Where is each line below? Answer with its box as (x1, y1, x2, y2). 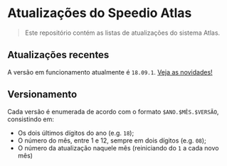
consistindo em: (7, 115, 55, 123)
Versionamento (7, 89, 78, 101)
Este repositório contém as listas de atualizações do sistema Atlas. (24, 28, 221, 37)
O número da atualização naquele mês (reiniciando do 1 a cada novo (17, 143, 219, 152)
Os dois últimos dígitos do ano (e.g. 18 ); (17, 128, 134, 137)
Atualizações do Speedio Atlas (7, 5, 192, 21)
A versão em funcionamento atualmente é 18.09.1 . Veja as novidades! (7, 67, 213, 76)
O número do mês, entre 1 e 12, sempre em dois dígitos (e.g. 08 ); (17, 136, 206, 145)
